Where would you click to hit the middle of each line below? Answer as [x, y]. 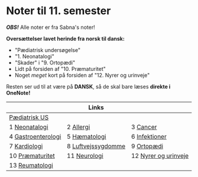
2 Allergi [79, 127]
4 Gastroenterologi [35, 136]
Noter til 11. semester [59, 11]
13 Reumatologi [31, 165]
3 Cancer [144, 127]
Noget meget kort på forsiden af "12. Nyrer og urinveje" [82, 75]
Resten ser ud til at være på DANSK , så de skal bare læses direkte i [88, 86]
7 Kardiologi [26, 146]
